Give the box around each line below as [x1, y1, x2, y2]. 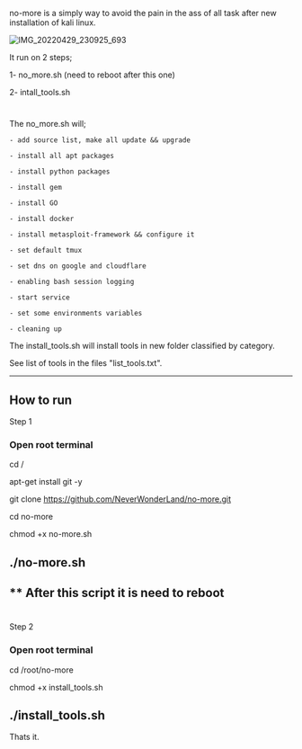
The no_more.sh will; [9, 119, 87, 129]
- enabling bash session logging [9, 278, 135, 287]
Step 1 [9, 416, 32, 426]
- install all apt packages [9, 152, 115, 161]
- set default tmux [9, 246, 83, 255]
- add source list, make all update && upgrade [9, 136, 191, 145]
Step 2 [9, 621, 34, 632]
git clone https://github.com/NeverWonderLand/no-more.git [9, 494, 232, 504]
